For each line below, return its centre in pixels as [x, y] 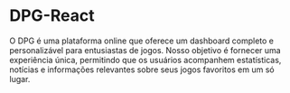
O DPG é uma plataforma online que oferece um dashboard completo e [141, 41]
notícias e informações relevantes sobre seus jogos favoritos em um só [142, 70]
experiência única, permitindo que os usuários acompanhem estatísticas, [145, 60]
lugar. [20, 79]
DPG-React [52, 16]
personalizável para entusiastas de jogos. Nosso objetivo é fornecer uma [145, 50]
